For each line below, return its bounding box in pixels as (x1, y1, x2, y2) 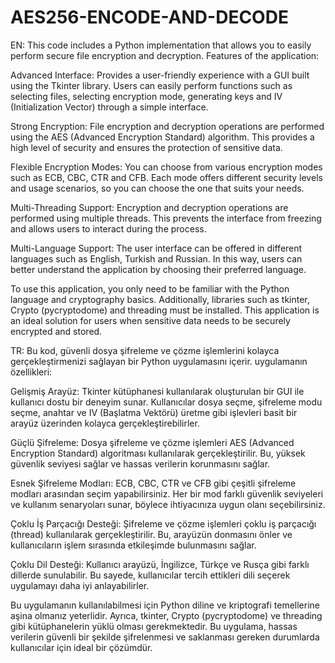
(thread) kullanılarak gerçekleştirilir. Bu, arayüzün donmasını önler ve (10, 528, 293, 540)
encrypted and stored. (10, 325, 103, 337)
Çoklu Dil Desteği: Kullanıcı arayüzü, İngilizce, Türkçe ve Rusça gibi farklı (10, 558, 310, 570)
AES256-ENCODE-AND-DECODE (10, 6, 289, 29)
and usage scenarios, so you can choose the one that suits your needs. (10, 182, 305, 194)
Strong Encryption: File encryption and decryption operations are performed (10, 120, 325, 132)
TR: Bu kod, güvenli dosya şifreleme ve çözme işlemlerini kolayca (10, 344, 280, 356)
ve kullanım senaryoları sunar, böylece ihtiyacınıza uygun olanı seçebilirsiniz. (10, 498, 326, 510)
